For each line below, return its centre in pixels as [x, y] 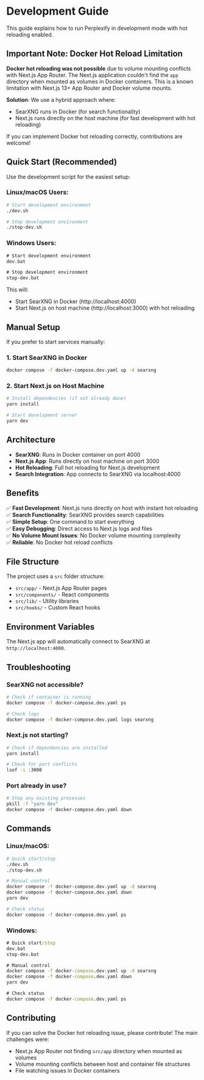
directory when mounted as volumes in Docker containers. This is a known [100, 81]
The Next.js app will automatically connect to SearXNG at [78, 642]
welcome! [19, 143]
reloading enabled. [30, 34]
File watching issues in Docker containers [67, 1070]
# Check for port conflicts [42, 764]
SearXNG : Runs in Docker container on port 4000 [78, 454]
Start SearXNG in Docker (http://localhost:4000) [76, 302]
